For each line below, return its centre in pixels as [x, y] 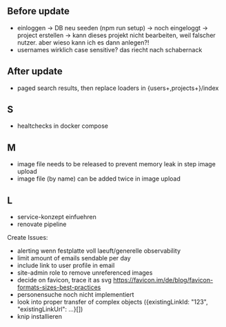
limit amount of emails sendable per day [74, 258]
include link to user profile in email [66, 266]
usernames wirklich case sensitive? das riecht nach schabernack [110, 49]
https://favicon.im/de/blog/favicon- [163, 280]
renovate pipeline [42, 224]
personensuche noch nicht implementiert [75, 295]
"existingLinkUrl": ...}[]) [50, 309]
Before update [39, 11]
